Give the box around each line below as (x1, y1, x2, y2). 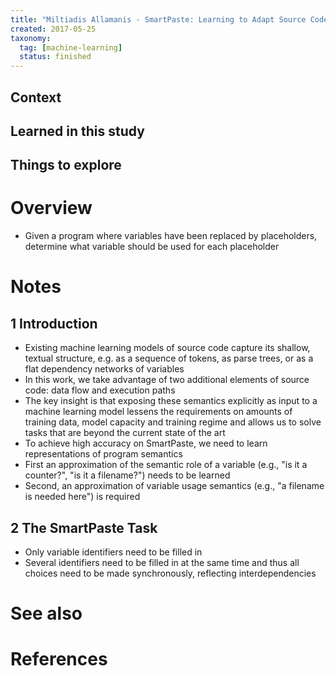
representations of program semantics (24, 448, 183, 460)
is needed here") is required (24, 491, 141, 503)
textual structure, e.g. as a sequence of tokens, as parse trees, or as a (24, 352, 314, 365)
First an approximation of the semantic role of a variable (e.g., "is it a (24, 459, 308, 471)
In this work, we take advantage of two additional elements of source (24, 374, 310, 386)
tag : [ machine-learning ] (19, 42, 123, 53)
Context (10, 89, 62, 106)
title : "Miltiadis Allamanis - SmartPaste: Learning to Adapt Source (10, 14, 307, 25)
